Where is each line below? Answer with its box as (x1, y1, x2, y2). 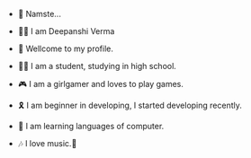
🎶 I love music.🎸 (17, 138, 77, 148)
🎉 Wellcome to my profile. (17, 43, 114, 54)
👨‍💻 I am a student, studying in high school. (17, 61, 177, 71)
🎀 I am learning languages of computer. (17, 121, 165, 131)
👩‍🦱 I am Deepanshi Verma (17, 26, 115, 36)
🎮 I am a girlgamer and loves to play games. (17, 79, 184, 89)
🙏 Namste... (17, 9, 61, 19)
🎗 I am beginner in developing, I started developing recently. (17, 100, 243, 110)
